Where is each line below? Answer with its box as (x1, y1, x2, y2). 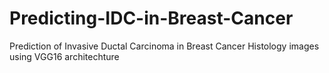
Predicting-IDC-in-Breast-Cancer (9, 7, 294, 30)
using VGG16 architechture (9, 50, 120, 62)
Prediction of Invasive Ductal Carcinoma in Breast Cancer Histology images (9, 40, 320, 52)
